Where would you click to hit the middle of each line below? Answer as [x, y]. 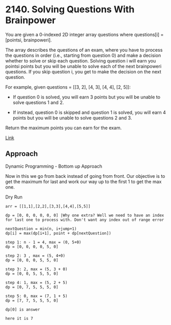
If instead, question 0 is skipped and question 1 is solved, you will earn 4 [89, 112]
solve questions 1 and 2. [38, 102]
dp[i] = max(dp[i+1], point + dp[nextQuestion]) [58, 233]
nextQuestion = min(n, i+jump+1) [41, 229]
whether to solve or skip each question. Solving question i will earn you [81, 60]
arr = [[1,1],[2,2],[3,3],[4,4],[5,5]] [48, 206]
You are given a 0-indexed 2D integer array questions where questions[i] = [84, 34]
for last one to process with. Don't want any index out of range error [85, 220]
